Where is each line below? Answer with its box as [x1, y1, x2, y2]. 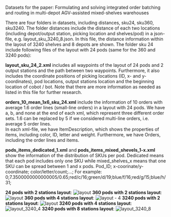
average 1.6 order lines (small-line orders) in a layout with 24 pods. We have [5, 105, 165, 110]
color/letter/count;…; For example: [30, 168, 102, 175]
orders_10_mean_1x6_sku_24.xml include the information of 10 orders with [5, 99, 163, 105]
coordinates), [5, 79, 34, 84]
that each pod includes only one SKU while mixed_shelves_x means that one [5, 158, 166, 164]
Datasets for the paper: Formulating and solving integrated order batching [5, 5, 161, 10]
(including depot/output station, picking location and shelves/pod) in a [5, 31, 153, 36]
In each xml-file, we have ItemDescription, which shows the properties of [5, 126, 159, 132]
